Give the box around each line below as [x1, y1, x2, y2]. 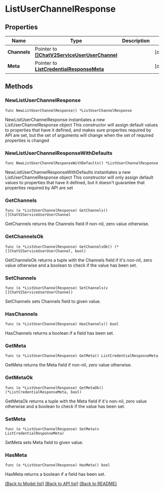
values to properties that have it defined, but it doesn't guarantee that [5, 179, 145, 185]
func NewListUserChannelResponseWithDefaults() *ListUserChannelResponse [5, 160, 159, 166]
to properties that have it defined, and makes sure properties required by [5, 127, 151, 133]
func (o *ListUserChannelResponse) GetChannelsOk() [5, 244, 112, 249]
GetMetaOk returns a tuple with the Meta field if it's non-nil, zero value [5, 398, 147, 404]
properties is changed [5, 137, 50, 143]
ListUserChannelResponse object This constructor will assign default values [5, 122, 158, 128]
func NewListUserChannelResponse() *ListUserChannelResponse [5, 108, 132, 113]
